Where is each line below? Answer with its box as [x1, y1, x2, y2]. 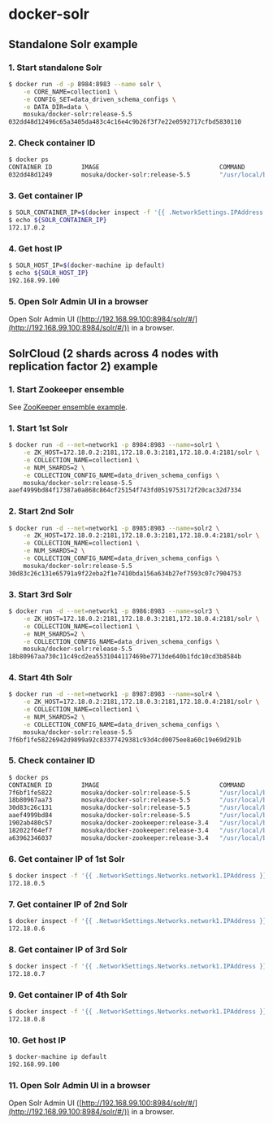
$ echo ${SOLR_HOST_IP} [8, 269, 89, 278]
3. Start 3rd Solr [8, 588, 73, 600]
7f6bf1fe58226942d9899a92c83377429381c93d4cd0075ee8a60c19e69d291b [8, 736, 242, 744]
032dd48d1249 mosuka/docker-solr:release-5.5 [8, 171, 191, 179]
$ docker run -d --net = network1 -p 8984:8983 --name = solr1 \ [8, 441, 220, 449]
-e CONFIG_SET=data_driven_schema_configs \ [23, 95, 176, 103]
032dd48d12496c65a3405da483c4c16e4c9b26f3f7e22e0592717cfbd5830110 [8, 118, 242, 126]
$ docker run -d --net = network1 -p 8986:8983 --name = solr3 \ [8, 607, 220, 615]
